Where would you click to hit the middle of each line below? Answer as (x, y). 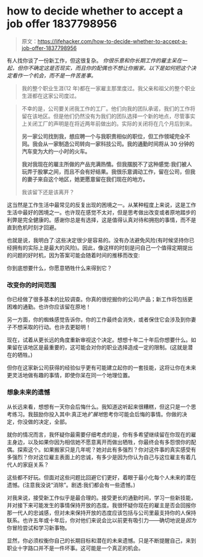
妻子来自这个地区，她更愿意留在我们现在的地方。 (87, 179)
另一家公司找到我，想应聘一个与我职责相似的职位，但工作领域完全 (103, 136)
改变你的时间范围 (32, 285)
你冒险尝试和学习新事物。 (38, 528)
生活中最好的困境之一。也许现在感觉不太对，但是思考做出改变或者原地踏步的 (101, 212)
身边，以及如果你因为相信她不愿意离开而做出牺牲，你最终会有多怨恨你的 (101, 442)
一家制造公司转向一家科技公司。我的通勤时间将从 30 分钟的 (121, 144)
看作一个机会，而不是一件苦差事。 (54, 75)
